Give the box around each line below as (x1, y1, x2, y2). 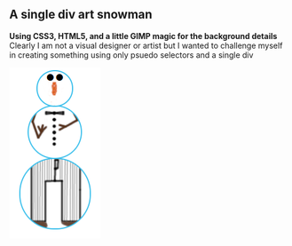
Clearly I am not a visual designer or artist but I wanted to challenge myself (9, 40, 283, 51)
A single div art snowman (9, 7, 153, 22)
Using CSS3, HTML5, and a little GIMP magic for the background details (9, 30, 278, 41)
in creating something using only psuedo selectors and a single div (9, 49, 254, 60)
